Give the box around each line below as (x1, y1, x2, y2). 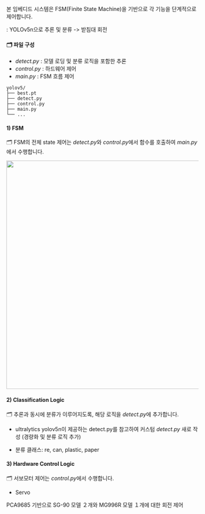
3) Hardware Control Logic (6, 460, 75, 468)
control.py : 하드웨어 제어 (15, 65, 77, 72)
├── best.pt (6, 90, 37, 96)
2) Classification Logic (6, 396, 65, 403)
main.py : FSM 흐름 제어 (15, 72, 74, 80)
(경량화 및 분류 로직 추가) (21, 433, 81, 440)
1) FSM (6, 124, 24, 132)
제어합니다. (6, 13, 33, 20)
